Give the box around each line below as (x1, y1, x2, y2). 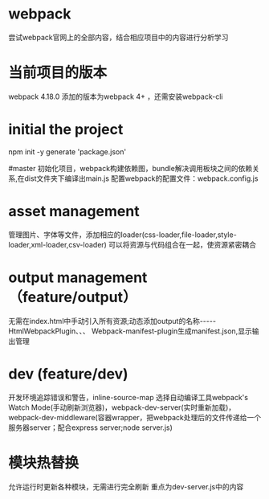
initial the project (8, 121, 124, 139)
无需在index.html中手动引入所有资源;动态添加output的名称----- (8, 316, 217, 325)
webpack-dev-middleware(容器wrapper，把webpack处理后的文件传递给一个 (8, 412, 262, 422)
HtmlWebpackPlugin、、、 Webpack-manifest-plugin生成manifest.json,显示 (8, 326, 253, 336)
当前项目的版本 (8, 63, 108, 82)
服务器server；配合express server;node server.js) (8, 423, 173, 432)
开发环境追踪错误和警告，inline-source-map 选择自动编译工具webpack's (8, 392, 249, 402)
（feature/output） (8, 288, 137, 306)
